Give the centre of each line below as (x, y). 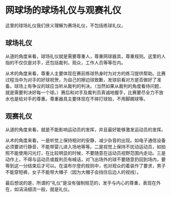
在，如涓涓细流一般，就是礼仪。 (39, 189)
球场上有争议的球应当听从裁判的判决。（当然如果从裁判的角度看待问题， (89, 86)
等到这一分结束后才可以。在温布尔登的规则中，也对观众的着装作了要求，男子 (85, 166)
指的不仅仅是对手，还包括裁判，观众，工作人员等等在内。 (65, 62)
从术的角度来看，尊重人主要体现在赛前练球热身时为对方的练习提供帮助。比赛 (85, 73)
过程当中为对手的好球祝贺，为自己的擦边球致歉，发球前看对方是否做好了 (81, 80)
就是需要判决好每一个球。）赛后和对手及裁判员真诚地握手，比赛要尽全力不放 (84, 92)
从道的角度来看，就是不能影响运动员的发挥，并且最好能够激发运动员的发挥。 (85, 129)
